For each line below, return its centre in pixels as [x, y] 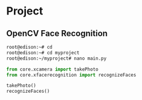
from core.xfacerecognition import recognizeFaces [71, 75]
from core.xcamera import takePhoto [52, 69]
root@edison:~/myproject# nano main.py [56, 58]
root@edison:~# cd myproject [43, 52]
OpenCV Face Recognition [57, 33]
